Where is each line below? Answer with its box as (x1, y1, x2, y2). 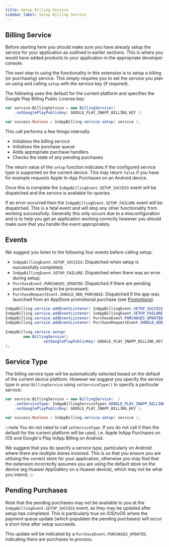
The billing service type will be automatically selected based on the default (5, 371, 160, 377)
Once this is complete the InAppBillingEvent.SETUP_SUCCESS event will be (5, 185, 157, 191)
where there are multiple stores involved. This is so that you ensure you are (5, 450, 161, 456)
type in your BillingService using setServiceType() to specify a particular (5, 382, 159, 388)
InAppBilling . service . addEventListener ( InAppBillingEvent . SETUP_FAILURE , (5, 311, 165, 316)
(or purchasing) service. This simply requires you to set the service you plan (5, 75, 163, 81)
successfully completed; (12, 264, 64, 270)
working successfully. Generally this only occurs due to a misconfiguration (5, 210, 160, 216)
